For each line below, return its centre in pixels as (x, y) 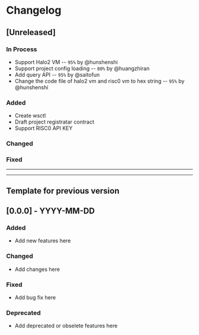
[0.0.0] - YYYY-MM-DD (50, 211)
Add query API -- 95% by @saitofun (57, 74)
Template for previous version (63, 191)
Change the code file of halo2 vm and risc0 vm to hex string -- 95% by (99, 81)
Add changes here (37, 269)
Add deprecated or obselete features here (66, 326)
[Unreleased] (31, 32)
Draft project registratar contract (54, 122)
